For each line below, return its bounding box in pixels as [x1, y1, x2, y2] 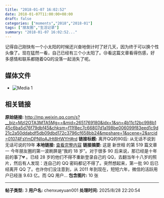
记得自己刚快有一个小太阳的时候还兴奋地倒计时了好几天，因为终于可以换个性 [5, 44, 159, 49]
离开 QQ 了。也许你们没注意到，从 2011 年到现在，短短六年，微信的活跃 [9, 166, 154, 172]
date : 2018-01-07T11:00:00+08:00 [5, 12, 73, 17]
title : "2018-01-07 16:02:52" [5, 7, 67, 12]
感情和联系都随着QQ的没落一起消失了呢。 [9, 56, 93, 61]
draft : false [5, 16, 32, 21]
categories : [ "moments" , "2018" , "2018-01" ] [5, 20, 93, 26]
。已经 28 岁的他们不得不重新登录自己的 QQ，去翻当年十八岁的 [26, 154, 153, 160]
